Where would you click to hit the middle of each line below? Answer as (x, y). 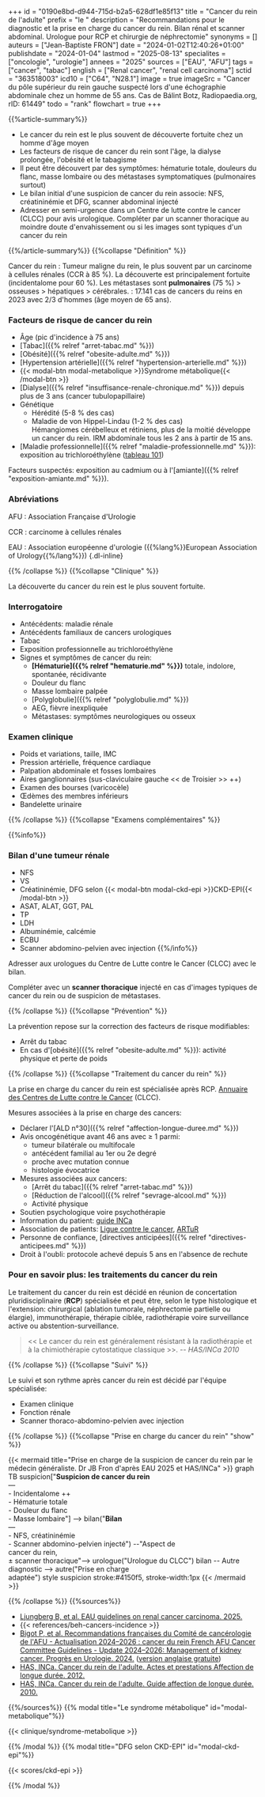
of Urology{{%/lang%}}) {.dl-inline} (66, 555)
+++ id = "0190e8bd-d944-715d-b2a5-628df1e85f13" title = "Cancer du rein (133, 11)
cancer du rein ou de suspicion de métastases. (84, 996)
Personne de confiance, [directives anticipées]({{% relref (113, 1238)
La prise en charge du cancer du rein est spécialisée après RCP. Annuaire (128, 1089)
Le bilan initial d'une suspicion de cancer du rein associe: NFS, (122, 193)
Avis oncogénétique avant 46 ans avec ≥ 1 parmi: (100, 1137)
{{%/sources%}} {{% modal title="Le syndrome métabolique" (108, 1707)
